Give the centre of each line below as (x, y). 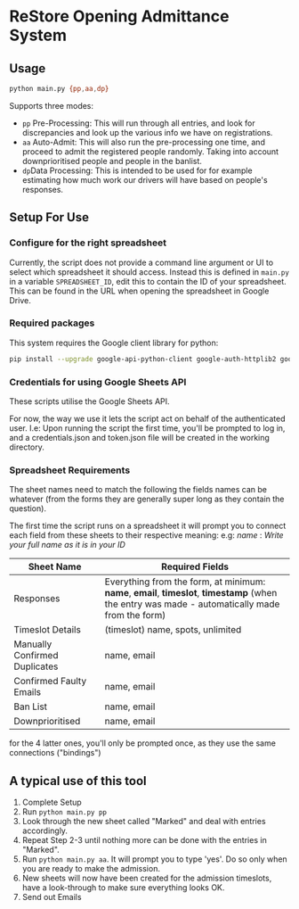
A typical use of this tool (78, 781)
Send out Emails (52, 897)
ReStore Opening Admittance (119, 17)
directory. (27, 447)
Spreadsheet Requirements (70, 470)
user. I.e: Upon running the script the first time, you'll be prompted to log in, (147, 428)
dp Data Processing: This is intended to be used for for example (137, 170)
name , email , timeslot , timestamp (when (191, 593)
